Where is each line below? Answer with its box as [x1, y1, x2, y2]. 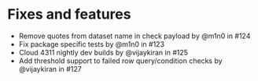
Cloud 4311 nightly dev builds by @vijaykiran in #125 [18, 48, 189, 57]
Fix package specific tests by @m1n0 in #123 [18, 39, 165, 48]
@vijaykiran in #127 [18, 64, 82, 73]
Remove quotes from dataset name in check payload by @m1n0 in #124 [18, 31, 251, 40]
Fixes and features [7, 5, 131, 23]
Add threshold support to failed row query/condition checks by [18, 56, 223, 65]
